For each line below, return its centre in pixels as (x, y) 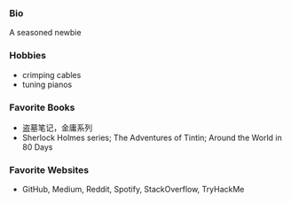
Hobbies (28, 56)
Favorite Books (42, 107)
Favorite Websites (49, 169)
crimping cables (51, 74)
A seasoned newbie (45, 33)
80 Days (37, 147)
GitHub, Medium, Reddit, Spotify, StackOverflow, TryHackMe (133, 190)
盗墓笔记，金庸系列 (57, 128)
